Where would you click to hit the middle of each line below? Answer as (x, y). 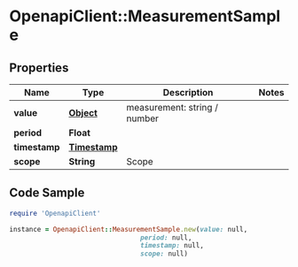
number (143, 118)
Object (83, 113)
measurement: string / (173, 107)
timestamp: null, (172, 246)
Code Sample (47, 193)
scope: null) (165, 254)
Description (188, 92)
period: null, (166, 237)
